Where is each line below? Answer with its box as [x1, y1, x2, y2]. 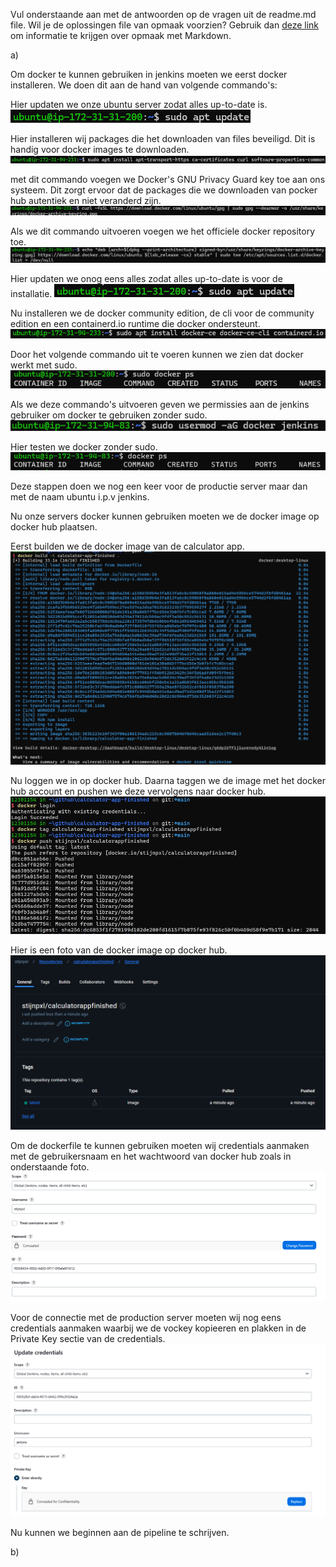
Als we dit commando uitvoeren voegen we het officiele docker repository [10, 225, 316, 237]
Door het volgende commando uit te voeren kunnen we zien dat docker [10, 348, 304, 360]
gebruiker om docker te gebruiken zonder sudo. [10, 409, 208, 421]
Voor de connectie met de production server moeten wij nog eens [10, 1312, 282, 1324]
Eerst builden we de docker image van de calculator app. [10, 540, 245, 552]
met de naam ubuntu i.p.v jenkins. [10, 490, 150, 503]
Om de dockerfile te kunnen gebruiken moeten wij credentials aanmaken [10, 1139, 310, 1151]
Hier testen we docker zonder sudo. [10, 440, 158, 453]
